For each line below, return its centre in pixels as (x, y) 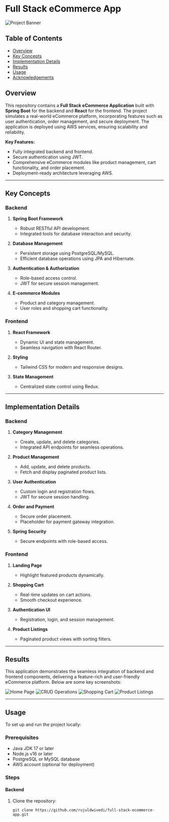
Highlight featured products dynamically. (62, 575)
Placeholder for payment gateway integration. (67, 522)
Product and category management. (58, 303)
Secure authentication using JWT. (48, 157)
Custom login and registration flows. (58, 491)
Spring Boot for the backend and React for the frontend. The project (76, 111)
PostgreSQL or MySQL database (46, 759)
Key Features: (20, 142)
